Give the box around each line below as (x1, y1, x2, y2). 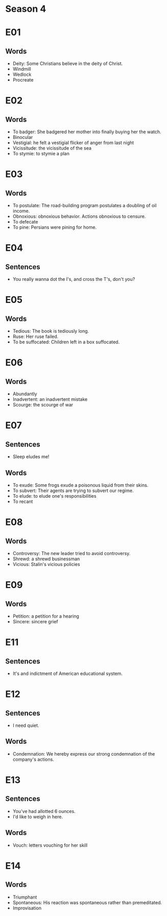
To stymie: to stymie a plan (12, 151, 70, 157)
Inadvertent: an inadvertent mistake (12, 396, 88, 402)
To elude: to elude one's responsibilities (12, 493, 97, 499)
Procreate (12, 77, 34, 83)
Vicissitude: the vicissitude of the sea (12, 145, 92, 151)
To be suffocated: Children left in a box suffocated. (12, 339, 120, 345)
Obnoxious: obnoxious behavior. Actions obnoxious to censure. (12, 213, 146, 219)
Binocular (12, 134, 33, 140)
